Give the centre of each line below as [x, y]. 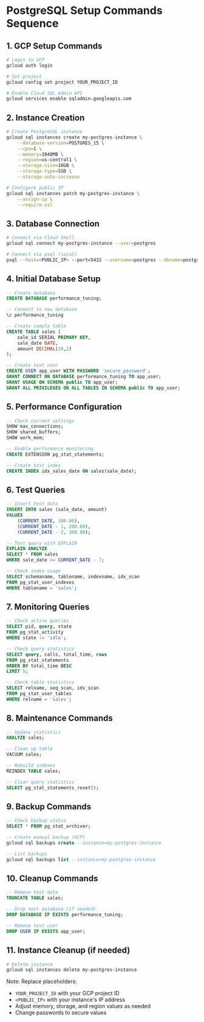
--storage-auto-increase [49, 177]
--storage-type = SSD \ [44, 171]
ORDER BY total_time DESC [39, 666]
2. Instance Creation [46, 118]
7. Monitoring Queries [48, 607]
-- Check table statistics [40, 682]
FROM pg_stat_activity [35, 633]
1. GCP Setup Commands [54, 46]
